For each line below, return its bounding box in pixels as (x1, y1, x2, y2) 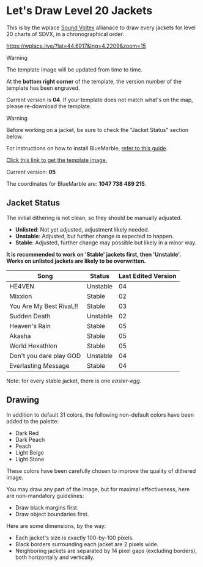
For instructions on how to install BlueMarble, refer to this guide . (6, 144, 168, 152)
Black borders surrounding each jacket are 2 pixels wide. (15, 540, 159, 547)
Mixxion (9, 291, 32, 300)
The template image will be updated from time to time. (6, 65, 142, 73)
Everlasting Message (9, 361, 70, 370)
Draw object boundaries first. (15, 510, 89, 518)
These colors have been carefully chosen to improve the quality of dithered (6, 467, 196, 474)
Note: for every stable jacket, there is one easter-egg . (6, 377, 142, 384)
